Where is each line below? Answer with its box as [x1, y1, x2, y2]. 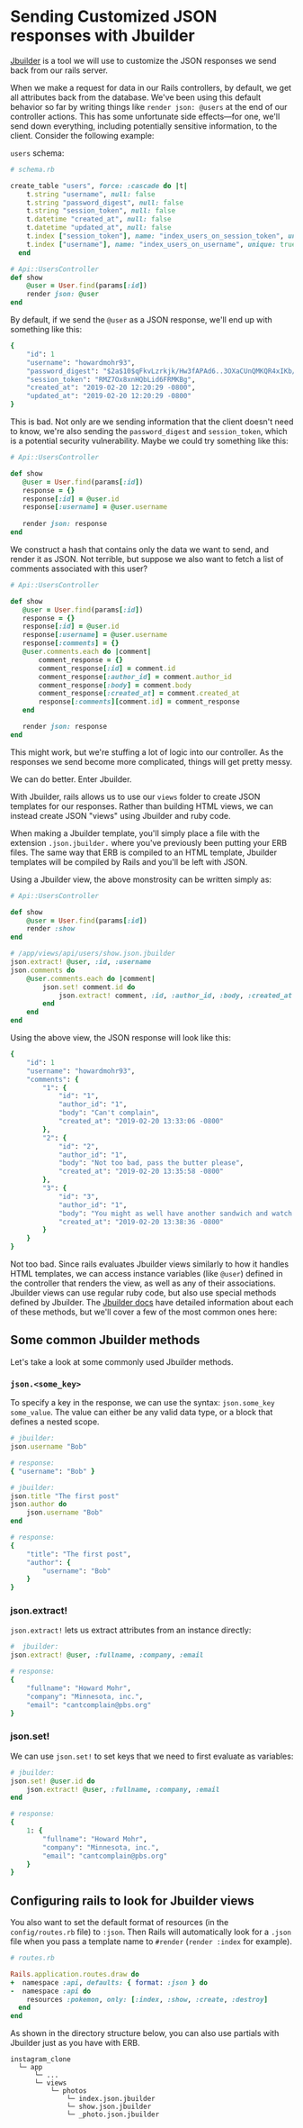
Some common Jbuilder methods [10, 1332, 201, 1348]
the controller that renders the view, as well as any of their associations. [10, 1278, 277, 1289]
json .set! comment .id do [42, 982, 136, 992]
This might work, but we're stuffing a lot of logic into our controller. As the [10, 746, 284, 758]
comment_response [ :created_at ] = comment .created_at [38, 689, 241, 698]
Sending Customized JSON [10, 6, 218, 27]
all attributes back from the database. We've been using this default [10, 92, 262, 103]
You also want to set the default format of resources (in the [10, 1917, 229, 1928]
